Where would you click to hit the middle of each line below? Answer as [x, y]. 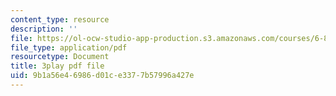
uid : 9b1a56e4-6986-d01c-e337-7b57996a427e [102, 76]
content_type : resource [60, 19]
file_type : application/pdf [69, 47]
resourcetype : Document [60, 57]
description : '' [44, 29]
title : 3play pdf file [57, 66]
